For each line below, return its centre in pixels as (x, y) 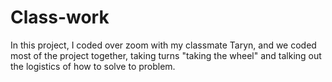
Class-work (60, 17)
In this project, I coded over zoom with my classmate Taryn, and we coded (163, 45)
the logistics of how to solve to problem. (93, 66)
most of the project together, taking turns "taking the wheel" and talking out (166, 55)
